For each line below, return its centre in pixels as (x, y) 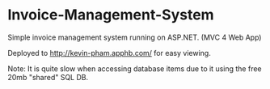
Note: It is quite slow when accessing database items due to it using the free (135, 68)
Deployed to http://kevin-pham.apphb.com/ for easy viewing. (109, 53)
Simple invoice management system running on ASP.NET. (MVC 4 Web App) (135, 37)
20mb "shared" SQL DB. (48, 77)
